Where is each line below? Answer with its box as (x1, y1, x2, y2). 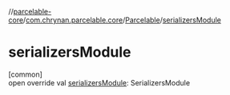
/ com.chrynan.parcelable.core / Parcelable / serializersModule (22, 15, 222, 25)
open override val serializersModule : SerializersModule (8, 77, 191, 87)
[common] (8, 69, 42, 79)
